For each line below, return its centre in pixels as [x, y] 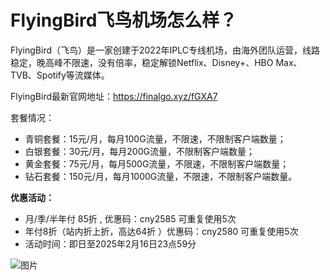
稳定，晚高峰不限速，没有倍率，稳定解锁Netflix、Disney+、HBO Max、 [156, 62]
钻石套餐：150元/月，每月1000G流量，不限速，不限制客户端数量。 [161, 176]
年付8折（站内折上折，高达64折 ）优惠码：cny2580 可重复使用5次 [161, 231]
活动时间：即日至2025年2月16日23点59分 [110, 243]
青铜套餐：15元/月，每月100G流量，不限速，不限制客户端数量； [155, 138]
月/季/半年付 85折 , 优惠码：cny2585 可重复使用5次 [130, 218]
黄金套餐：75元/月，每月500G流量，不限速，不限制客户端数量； [157, 163]
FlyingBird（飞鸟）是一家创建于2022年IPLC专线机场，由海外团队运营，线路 [165, 50]
